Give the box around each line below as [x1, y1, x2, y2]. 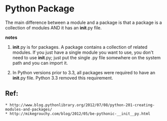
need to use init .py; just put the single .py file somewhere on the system [12, 54, 161, 60]
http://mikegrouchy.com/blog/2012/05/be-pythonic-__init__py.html [9, 111, 151, 116]
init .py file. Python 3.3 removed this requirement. [12, 75, 113, 81]
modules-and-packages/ [5, 107, 52, 112]
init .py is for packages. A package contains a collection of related [12, 44, 148, 50]
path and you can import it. [12, 60, 68, 66]
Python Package [5, 3, 75, 14]
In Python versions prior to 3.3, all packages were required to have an [12, 69, 156, 75]
